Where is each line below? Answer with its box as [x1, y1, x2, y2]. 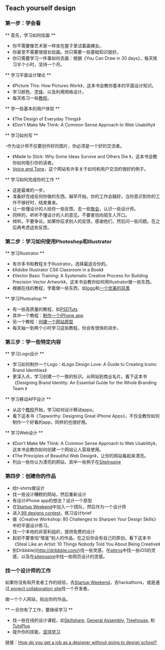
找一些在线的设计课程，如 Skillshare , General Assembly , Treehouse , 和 [12, 617, 155, 623]
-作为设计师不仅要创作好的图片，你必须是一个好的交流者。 [5, 143, 125, 149]
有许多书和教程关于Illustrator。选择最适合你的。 [12, 261, 110, 267]
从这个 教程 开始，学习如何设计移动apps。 [12, 407, 97, 413]
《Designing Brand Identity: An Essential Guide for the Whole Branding [12, 380, 157, 386]
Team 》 [12, 386, 27, 392]
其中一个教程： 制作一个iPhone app [12, 312, 84, 318]
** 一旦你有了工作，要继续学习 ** [5, 607, 73, 613]
